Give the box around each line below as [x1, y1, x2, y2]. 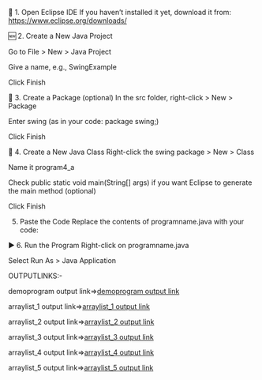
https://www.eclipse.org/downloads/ [8, 16, 128, 25]
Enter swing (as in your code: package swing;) [8, 117, 159, 126]
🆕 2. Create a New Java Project [8, 32, 113, 40]
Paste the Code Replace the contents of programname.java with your [19, 217, 245, 226]
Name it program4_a [8, 163, 75, 171]
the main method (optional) [8, 186, 96, 195]
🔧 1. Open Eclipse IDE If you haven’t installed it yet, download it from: [8, 8, 231, 17]
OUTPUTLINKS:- [8, 271, 63, 280]
